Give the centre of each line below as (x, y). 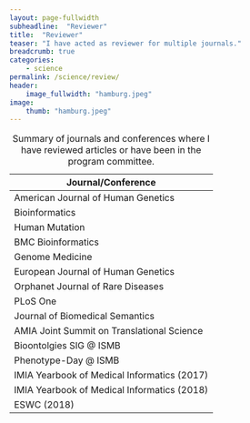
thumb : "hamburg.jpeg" (69, 111)
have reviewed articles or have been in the (111, 150)
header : (24, 86)
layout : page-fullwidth (55, 18)
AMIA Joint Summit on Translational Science (109, 331)
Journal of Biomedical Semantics (85, 317)
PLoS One (35, 301)
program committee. (111, 162)
